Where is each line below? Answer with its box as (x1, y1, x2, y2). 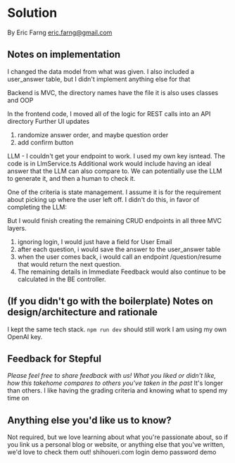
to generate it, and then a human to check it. (7, 174, 136, 182)
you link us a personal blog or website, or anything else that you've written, (7, 440, 225, 449)
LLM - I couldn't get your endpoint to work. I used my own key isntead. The (7, 151, 225, 160)
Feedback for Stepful (7, 353, 102, 364)
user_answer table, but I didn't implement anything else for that (7, 75, 191, 83)
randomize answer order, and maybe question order (17, 130, 169, 139)
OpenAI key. (7, 332, 43, 341)
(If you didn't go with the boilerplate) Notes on (7, 296, 213, 307)
